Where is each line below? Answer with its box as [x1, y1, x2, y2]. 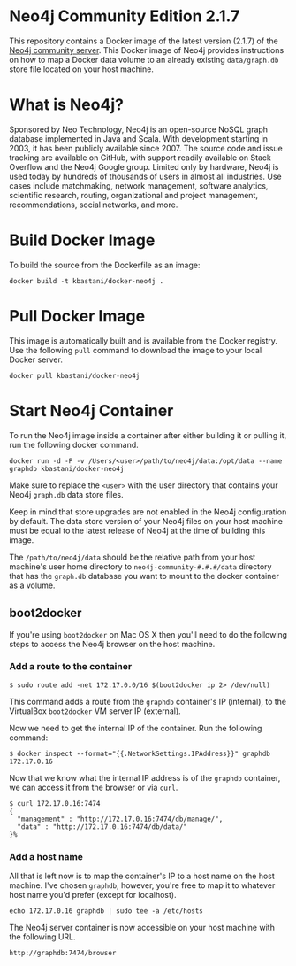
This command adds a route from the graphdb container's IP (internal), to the [9, 696, 287, 707]
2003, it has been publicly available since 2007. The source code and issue [9, 143, 283, 153]
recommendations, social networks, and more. [9, 199, 178, 210]
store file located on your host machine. [9, 64, 155, 74]
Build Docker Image [9, 230, 156, 251]
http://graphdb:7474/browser [9, 949, 117, 958]
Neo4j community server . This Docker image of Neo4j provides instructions [9, 44, 285, 55]
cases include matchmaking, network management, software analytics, [9, 180, 269, 191]
